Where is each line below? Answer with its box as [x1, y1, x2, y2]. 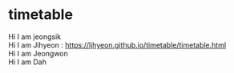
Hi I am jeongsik [8, 32, 62, 41]
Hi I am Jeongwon [8, 48, 68, 58]
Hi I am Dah [8, 57, 46, 67]
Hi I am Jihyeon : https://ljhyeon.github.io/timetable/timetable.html [8, 40, 227, 49]
